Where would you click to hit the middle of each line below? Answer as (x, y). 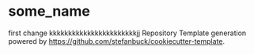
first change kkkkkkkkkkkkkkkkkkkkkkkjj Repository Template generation (127, 33)
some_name (49, 11)
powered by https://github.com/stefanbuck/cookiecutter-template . (117, 41)
